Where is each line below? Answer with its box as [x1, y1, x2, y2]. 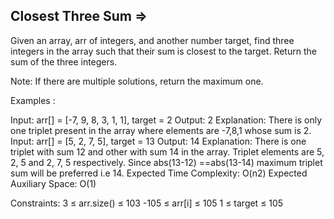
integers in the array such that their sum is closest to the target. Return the [10, 45, 317, 57]
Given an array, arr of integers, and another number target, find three [10, 34, 295, 46]
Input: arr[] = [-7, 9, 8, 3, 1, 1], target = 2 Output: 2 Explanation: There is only [10, 114, 323, 126]
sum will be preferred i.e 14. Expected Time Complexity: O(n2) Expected [10, 167, 308, 179]
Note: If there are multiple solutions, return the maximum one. [10, 75, 264, 87]
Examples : [10, 94, 56, 106]
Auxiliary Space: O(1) [10, 177, 97, 189]
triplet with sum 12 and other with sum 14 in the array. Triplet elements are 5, [10, 145, 325, 158]
